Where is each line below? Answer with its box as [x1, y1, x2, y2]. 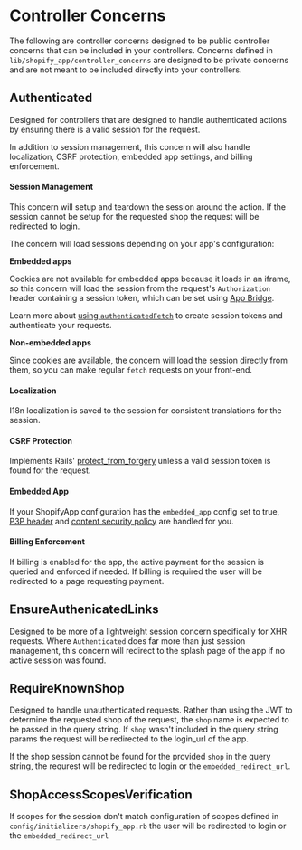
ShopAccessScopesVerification [9, 787, 193, 802]
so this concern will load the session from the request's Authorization [9, 282, 271, 294]
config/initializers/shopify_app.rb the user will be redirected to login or [9, 820, 287, 832]
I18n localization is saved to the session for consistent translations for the [9, 405, 282, 416]
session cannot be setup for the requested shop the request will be [9, 211, 260, 222]
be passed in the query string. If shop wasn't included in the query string [9, 724, 278, 735]
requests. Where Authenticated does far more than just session [9, 635, 246, 647]
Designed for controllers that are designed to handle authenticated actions [9, 114, 288, 125]
